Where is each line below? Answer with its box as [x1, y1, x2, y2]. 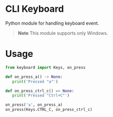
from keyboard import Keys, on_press [5, 65, 86, 70]
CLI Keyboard [5, 3, 64, 15]
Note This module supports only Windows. [17, 30, 108, 36]
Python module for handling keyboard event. [5, 20, 99, 26]
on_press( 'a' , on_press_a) [5, 102, 63, 108]
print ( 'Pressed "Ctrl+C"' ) [12, 93, 70, 98]
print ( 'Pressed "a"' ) [12, 79, 58, 84]
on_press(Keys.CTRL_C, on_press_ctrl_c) [5, 107, 93, 112]
